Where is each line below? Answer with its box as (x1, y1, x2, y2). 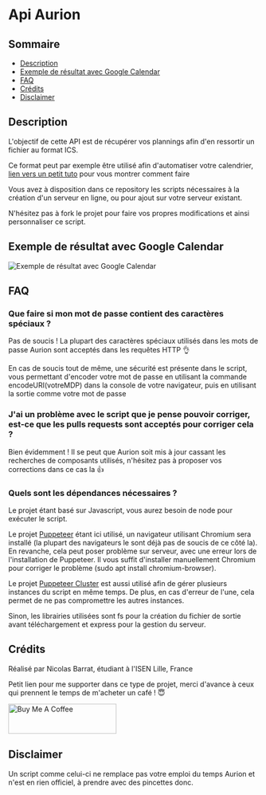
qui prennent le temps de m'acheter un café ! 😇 (8, 687, 166, 697)
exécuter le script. (8, 514, 68, 523)
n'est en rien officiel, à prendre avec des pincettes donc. (8, 777, 194, 787)
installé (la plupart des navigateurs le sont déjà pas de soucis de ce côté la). (8, 537, 258, 547)
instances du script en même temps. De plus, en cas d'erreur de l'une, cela (8, 587, 255, 596)
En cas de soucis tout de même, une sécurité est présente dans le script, (8, 364, 248, 373)
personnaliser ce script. (8, 217, 86, 226)
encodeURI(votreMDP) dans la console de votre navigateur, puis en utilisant (8, 380, 256, 390)
